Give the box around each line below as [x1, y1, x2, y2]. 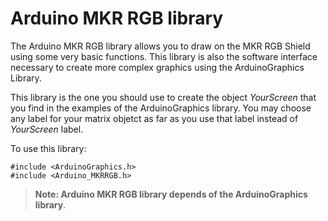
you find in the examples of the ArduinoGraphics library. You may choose [10, 102, 312, 114]
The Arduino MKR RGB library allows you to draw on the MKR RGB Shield [10, 40, 311, 52]
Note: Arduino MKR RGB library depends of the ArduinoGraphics [34, 188, 308, 200]
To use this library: [10, 142, 87, 154]
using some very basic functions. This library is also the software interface [10, 50, 318, 62]
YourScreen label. [10, 123, 84, 135]
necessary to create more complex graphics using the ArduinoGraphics [10, 61, 305, 73]
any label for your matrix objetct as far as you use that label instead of [10, 112, 299, 124]
